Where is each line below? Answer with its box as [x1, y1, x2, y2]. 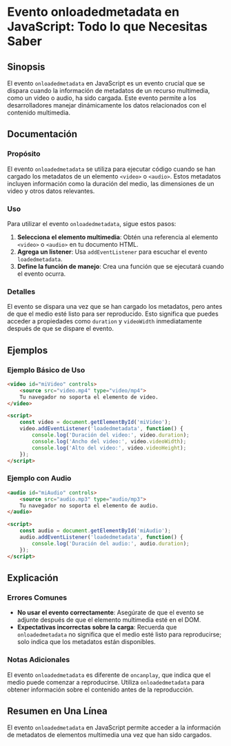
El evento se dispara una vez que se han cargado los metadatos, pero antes [7, 303, 223, 311]
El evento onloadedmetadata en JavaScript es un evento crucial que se [7, 79, 205, 87]
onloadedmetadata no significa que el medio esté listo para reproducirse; [17, 630, 222, 638]
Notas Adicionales [7, 655, 70, 665]
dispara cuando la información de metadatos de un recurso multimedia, [7, 87, 210, 94]
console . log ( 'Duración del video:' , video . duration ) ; [32, 432, 190, 438]
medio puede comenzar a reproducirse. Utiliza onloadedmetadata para [7, 678, 205, 686]
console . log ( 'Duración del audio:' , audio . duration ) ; [32, 540, 190, 547]
